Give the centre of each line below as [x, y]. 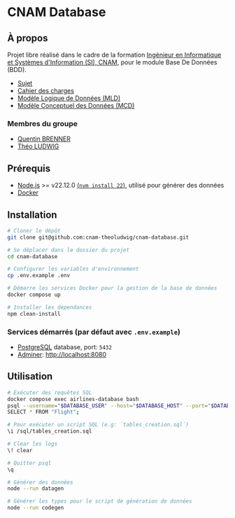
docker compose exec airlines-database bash [73, 399]
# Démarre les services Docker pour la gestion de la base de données [112, 288]
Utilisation [30, 376]
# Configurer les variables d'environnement [73, 269]
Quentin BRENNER [44, 139]
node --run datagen [36, 489]
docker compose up [34, 295]
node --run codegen [36, 508]
